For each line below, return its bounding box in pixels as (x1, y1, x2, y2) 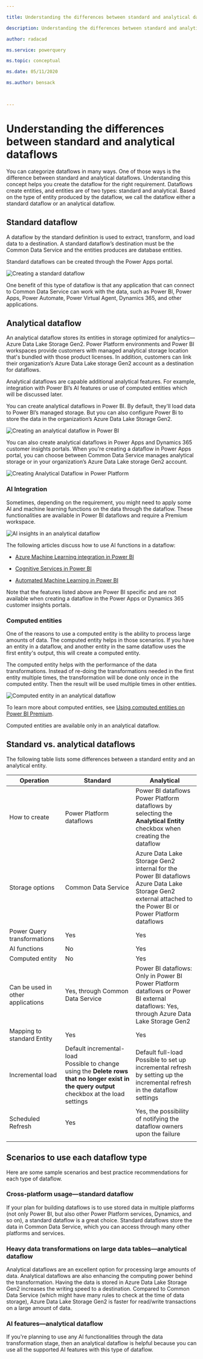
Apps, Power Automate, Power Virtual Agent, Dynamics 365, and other (6, 294, 182, 301)
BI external (135, 994, 166, 1003)
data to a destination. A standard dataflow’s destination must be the (6, 240, 175, 247)
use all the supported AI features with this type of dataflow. (6, 1346, 154, 1354)
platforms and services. (6, 1229, 65, 1237)
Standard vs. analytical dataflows (6, 739, 136, 750)
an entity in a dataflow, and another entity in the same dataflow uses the (6, 642, 186, 650)
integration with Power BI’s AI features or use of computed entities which (6, 385, 188, 392)
